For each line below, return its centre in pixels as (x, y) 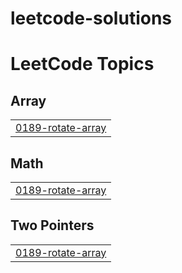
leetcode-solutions (91, 18)
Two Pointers (52, 225)
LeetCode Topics (82, 64)
